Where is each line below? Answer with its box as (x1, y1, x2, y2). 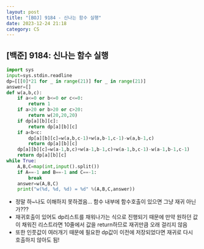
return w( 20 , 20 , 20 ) (28, 113, 78, 119)
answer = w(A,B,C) (17, 180, 59, 187)
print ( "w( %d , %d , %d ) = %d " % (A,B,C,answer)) (17, 186, 136, 193)
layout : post (6, 9, 40, 15)
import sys (6, 67, 34, 73)
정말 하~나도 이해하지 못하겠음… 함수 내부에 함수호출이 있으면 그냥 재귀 (15, 198, 185, 206)
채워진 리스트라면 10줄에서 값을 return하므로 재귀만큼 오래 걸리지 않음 (21, 221, 188, 228)
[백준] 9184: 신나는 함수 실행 (6, 50, 109, 61)
